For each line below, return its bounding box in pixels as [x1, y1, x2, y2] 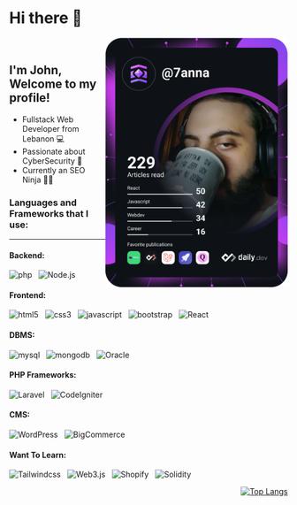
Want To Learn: [9, 449, 66, 460]
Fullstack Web [21, 114, 73, 125]
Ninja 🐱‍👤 [21, 174, 54, 185]
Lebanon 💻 [21, 133, 65, 144]
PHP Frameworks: [9, 370, 77, 380]
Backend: [9, 249, 45, 260]
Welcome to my [9, 77, 97, 92]
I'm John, [9, 63, 62, 78]
